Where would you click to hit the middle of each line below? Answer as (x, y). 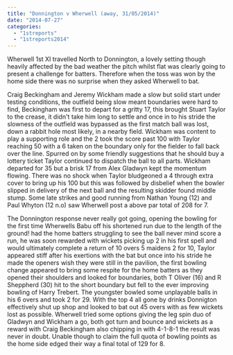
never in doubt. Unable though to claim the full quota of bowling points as (112, 336)
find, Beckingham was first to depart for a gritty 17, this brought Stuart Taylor (116, 110)
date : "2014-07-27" (35, 20)
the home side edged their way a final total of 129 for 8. (86, 344)
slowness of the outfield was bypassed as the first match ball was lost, (108, 124)
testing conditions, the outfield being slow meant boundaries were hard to (113, 102)
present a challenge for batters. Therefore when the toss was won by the (111, 74)
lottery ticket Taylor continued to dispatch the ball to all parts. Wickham (109, 161)
